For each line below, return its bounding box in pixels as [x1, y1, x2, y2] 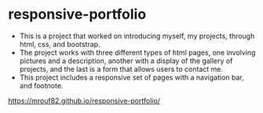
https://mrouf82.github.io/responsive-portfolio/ [8, 96, 161, 105]
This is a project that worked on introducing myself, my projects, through [19, 31, 255, 41]
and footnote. [19, 80, 64, 90]
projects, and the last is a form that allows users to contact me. [19, 64, 224, 73]
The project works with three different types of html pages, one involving [19, 48, 256, 57]
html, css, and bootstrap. [19, 39, 100, 48]
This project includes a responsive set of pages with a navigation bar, [19, 72, 245, 82]
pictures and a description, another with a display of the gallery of [19, 56, 233, 65]
